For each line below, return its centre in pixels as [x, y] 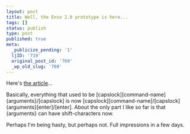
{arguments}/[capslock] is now [44, 101]
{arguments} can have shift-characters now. [60, 113]
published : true [26, 39]
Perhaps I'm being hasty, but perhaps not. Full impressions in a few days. [95, 125]
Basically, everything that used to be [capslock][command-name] [86, 94]
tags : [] [17, 22]
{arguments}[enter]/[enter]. [40, 107]
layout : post [22, 12]
